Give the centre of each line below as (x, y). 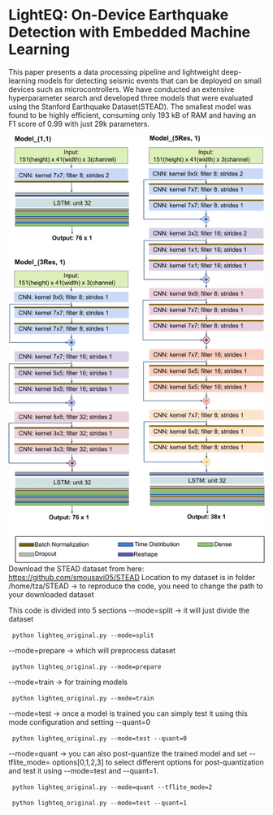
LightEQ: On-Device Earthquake (119, 15)
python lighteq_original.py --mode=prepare (87, 667)
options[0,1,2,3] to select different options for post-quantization (158, 762)
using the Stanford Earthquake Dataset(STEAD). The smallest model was (130, 106)
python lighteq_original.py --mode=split (83, 635)
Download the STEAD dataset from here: (76, 569)
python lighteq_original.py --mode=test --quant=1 (99, 803)
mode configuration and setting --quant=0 (80, 722)
